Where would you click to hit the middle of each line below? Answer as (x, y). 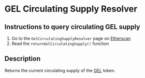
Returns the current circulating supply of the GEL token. (60, 70)
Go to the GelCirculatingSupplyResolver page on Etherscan (71, 38)
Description (22, 59)
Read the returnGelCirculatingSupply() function (60, 44)
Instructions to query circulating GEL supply (72, 27)
